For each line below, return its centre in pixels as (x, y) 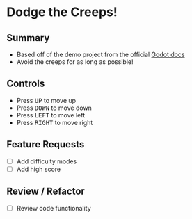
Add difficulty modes (47, 161)
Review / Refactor (46, 192)
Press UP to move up (46, 100)
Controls (26, 84)
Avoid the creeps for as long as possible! (75, 62)
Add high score (38, 169)
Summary (28, 38)
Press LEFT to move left (51, 115)
